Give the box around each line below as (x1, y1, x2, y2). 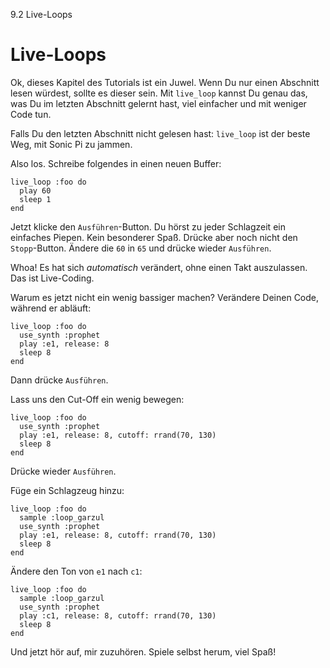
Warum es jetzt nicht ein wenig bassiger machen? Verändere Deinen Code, (10, 291, 320, 303)
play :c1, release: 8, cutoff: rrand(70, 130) (19, 610, 217, 621)
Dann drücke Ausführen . (10, 374, 109, 386)
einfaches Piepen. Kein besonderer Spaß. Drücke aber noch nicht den (10, 231, 298, 243)
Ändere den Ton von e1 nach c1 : (10, 565, 143, 577)
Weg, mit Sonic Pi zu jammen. (10, 138, 133, 150)
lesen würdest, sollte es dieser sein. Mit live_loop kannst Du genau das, (10, 87, 308, 99)
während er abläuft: (10, 302, 92, 314)
